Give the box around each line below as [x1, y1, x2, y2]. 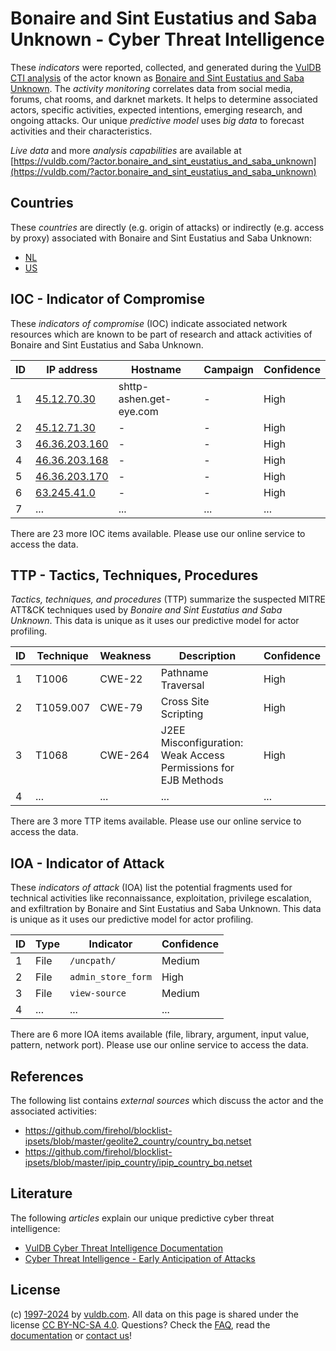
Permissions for [160, 761, 235, 775]
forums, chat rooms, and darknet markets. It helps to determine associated [10, 93, 318, 105]
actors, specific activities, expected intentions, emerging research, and [10, 103, 303, 116]
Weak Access [160, 748, 225, 762]
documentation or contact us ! [10, 1329, 133, 1341]
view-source [69, 988, 127, 999]
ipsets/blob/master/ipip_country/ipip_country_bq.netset [24, 1157, 253, 1168]
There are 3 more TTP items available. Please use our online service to [10, 815, 302, 827]
